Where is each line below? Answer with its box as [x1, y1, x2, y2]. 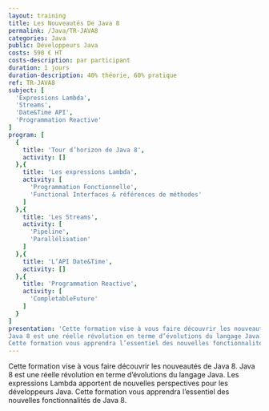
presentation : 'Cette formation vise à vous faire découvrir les [8, 324, 231, 332]
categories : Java [8, 34, 66, 42]
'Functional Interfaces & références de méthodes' [29, 190, 203, 199]
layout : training [8, 11, 66, 20]
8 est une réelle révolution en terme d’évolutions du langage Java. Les [8, 370, 239, 380]
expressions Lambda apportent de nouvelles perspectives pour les [8, 378, 228, 389]
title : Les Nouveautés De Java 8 [8, 19, 120, 27]
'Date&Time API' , [15, 109, 74, 117]
